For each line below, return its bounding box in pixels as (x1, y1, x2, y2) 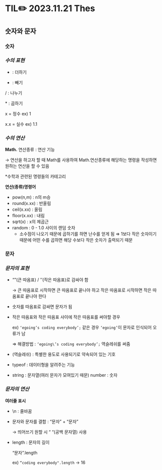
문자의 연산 (5, 386, 30, 393)
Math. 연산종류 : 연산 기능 (5, 147, 55, 153)
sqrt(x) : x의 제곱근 (12, 219, 49, 224)
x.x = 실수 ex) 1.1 (5, 121, 38, 127)
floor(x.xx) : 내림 (12, 213, 45, 219)
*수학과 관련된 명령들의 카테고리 (5, 174, 66, 179)
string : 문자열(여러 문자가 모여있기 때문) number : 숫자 (12, 372, 118, 378)
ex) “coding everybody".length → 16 (12, 459, 85, 465)
